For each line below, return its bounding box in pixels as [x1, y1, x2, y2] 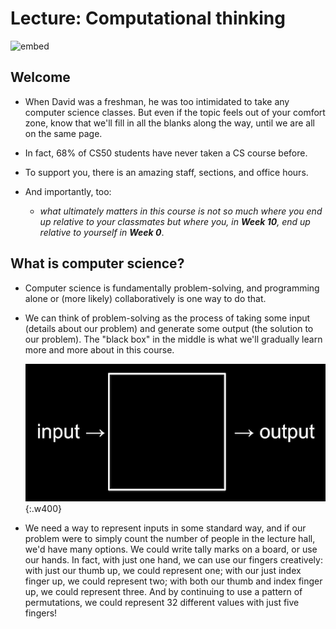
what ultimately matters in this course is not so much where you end [39, 205, 323, 217]
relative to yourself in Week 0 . [39, 226, 165, 238]
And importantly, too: [24, 185, 112, 197]
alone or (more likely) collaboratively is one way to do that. [24, 292, 267, 304]
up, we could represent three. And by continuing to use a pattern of [24, 586, 303, 598]
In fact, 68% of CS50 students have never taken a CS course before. [24, 147, 308, 159]
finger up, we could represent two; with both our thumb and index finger [24, 575, 323, 587]
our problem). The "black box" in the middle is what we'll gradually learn [24, 333, 323, 345]
